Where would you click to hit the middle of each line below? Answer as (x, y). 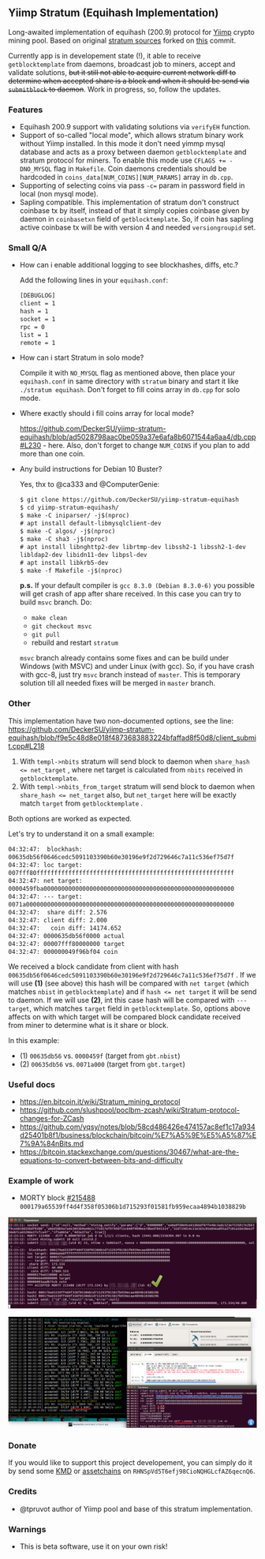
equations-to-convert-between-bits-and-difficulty (101, 1160)
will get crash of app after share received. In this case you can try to (131, 594)
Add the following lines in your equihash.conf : (93, 280)
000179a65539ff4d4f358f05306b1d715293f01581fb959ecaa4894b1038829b (132, 1207)
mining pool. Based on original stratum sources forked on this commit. (122, 40)
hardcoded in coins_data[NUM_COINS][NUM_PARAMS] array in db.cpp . (126, 178)
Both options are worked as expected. (70, 818)
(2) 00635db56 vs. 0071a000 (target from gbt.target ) (102, 1064)
